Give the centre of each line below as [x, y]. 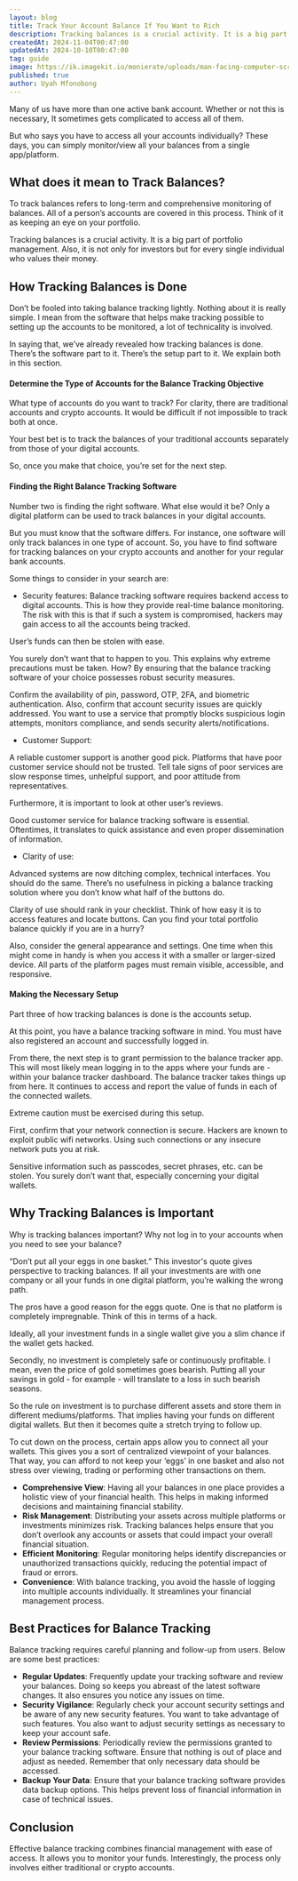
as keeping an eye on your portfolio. [75, 222]
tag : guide [29, 59]
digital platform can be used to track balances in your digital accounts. [138, 516]
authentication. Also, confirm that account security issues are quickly [136, 704]
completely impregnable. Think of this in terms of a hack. [114, 1316]
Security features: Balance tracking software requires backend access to [155, 596]
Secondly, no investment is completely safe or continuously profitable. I [140, 1360]
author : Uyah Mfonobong [53, 84]
